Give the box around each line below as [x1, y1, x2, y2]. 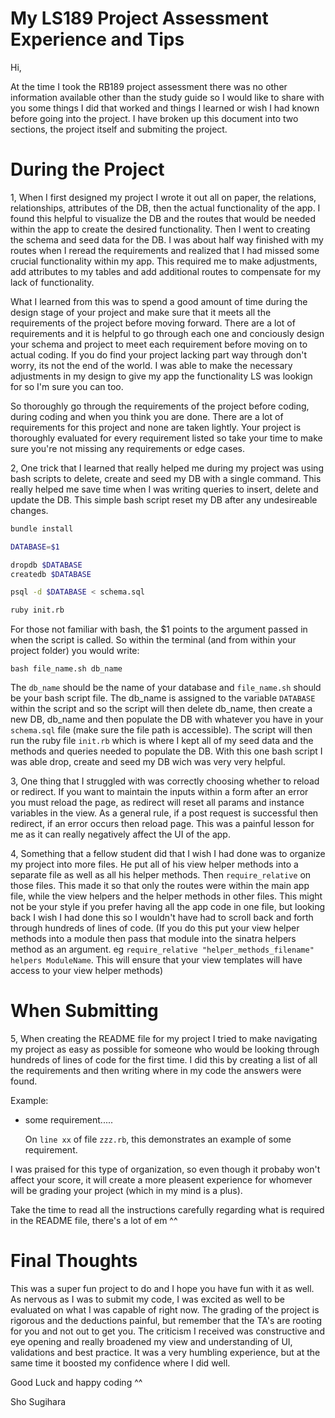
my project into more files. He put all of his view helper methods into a [10, 858, 299, 871]
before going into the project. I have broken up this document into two [10, 112, 299, 124]
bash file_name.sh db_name [10, 664, 123, 674]
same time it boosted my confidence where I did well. [10, 1357, 231, 1369]
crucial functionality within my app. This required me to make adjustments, [10, 255, 318, 267]
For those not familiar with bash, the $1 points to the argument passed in [10, 623, 308, 636]
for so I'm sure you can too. [10, 380, 124, 392]
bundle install [10, 523, 74, 534]
